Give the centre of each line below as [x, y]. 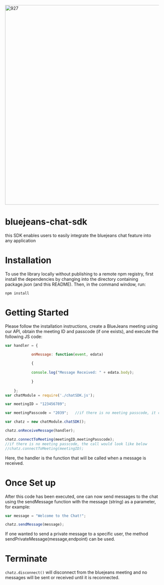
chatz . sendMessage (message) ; [35, 525]
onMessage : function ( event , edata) [67, 354]
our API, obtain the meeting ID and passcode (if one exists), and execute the [82, 331]
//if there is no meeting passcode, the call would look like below [76, 444]
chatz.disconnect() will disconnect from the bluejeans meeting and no [76, 572]
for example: [18, 507]
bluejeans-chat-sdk [46, 222]
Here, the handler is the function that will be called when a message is [76, 458]
